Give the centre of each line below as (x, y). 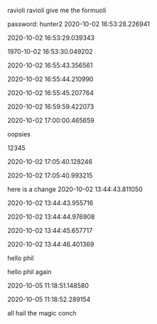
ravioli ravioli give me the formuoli (57, 10)
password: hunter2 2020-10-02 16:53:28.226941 (79, 24)
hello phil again (29, 272)
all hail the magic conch (42, 313)
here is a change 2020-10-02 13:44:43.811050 (75, 189)
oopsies (19, 134)
